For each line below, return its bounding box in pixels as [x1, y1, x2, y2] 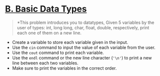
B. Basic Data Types [5, 3, 87, 15]
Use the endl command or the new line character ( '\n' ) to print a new [12, 55, 152, 60]
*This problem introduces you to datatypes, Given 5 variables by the [17, 19, 155, 25]
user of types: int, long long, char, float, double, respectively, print [17, 24, 149, 30]
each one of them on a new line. [17, 30, 82, 36]
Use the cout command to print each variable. [12, 50, 104, 56]
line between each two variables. [12, 60, 79, 66]
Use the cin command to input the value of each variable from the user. [12, 44, 156, 50]
